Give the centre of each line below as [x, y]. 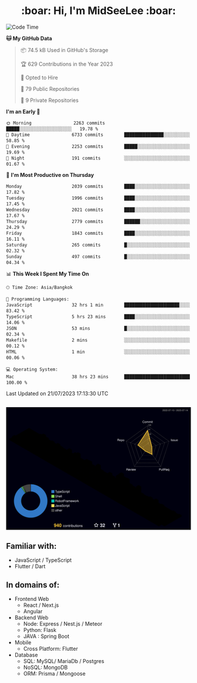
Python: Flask [40, 630]
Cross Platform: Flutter [50, 649]
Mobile [23, 643]
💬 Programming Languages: [38, 299]
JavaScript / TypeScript [43, 560]
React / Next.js [41, 605]
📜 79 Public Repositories [50, 88]
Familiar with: [31, 546]
